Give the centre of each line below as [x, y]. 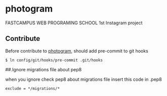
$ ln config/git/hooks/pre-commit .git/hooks [54, 60]
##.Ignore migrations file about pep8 [44, 69]
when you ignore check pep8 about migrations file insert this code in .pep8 [83, 79]
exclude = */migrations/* [32, 88]
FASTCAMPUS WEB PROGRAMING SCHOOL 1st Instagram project [74, 23]
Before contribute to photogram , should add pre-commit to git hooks [77, 51]
